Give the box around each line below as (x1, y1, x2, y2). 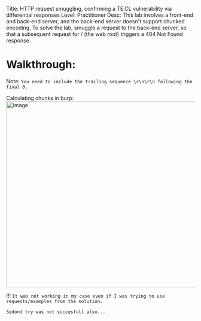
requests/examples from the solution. (6, 298, 103, 304)
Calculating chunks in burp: (6, 94, 74, 101)
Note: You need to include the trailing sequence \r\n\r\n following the (6, 77, 193, 84)
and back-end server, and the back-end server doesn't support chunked (6, 18, 185, 25)
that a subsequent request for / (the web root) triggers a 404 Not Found (6, 31, 184, 38)
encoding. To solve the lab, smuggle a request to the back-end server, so (6, 24, 187, 31)
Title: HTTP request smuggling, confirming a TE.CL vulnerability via (6, 5, 172, 12)
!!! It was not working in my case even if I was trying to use (6, 292, 166, 299)
